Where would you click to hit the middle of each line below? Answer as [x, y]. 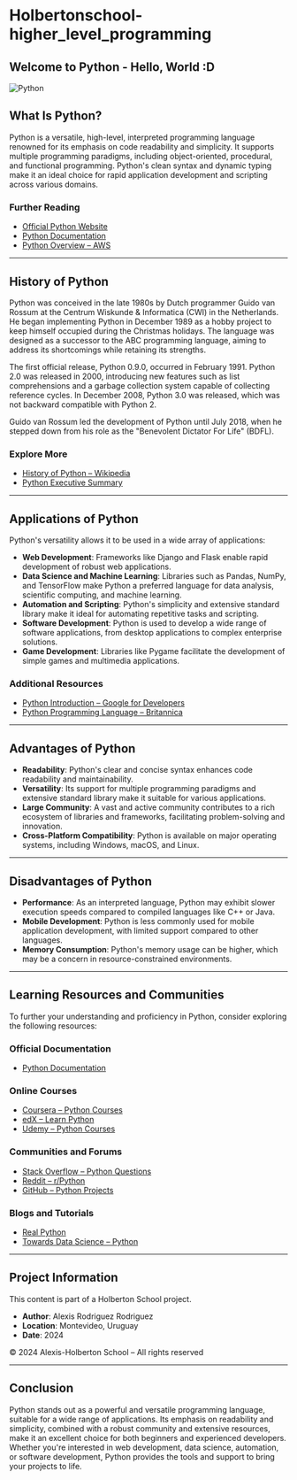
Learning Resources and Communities [117, 995]
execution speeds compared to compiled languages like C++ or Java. [148, 912]
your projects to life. [46, 1466]
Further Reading [45, 207]
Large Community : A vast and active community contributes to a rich [148, 807]
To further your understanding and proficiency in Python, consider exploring [148, 1016]
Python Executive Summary [72, 482]
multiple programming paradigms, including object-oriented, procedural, [141, 156]
